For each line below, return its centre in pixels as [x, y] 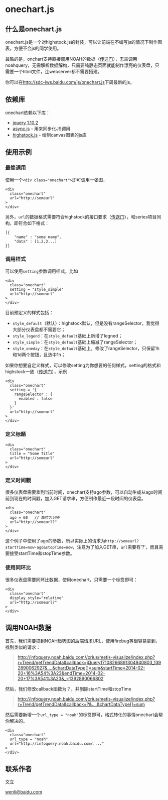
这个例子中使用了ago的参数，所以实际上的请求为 [55, 541]
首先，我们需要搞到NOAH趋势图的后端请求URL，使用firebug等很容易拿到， [83, 641]
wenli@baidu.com [24, 792]
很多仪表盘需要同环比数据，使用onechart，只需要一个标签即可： [72, 580]
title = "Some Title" [32, 454]
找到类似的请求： [23, 647]
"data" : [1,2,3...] [36, 241]
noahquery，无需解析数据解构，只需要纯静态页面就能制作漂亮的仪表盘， [80, 65]
